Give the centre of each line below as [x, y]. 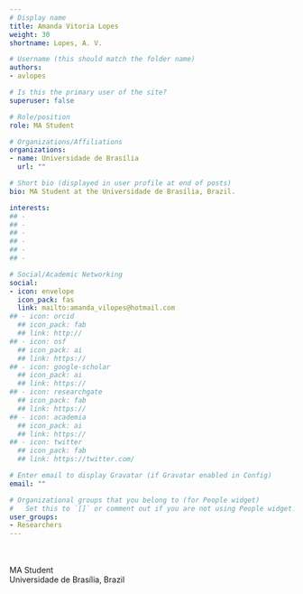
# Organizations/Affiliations [66, 142]
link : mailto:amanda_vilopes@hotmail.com [96, 308]
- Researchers [36, 525]
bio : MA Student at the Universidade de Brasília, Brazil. [123, 191]
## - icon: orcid [42, 317]
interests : [30, 208]
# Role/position [40, 117]
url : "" [32, 167]
